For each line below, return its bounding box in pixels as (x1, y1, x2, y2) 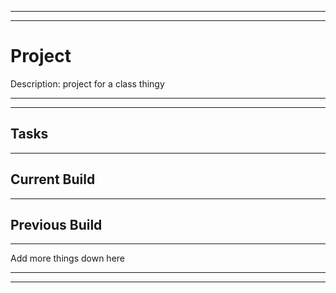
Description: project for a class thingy (10, 77, 165, 90)
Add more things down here (10, 252, 125, 265)
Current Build (10, 171, 96, 188)
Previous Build (10, 216, 103, 233)
